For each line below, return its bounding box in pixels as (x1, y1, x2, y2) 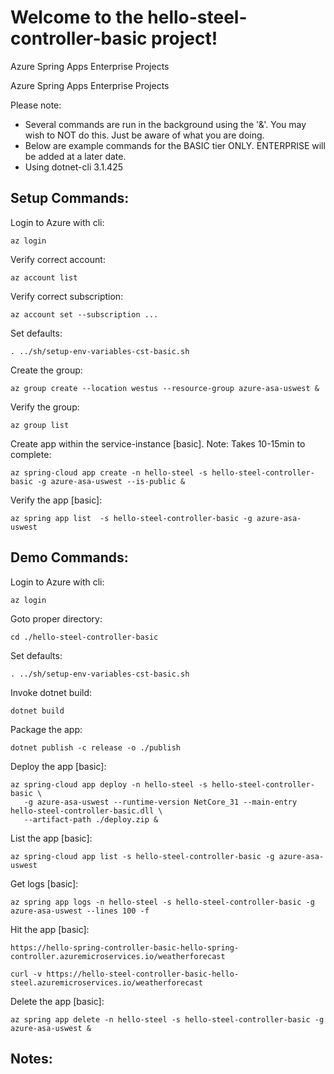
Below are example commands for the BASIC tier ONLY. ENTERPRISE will (24, 139, 326, 151)
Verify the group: (10, 401, 80, 413)
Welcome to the (10, 6, 144, 29)
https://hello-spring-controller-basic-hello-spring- (10, 942, 240, 953)
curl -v (10, 969, 43, 979)
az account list (10, 272, 78, 283)
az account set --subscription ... (10, 309, 159, 320)
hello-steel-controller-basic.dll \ (10, 806, 163, 816)
